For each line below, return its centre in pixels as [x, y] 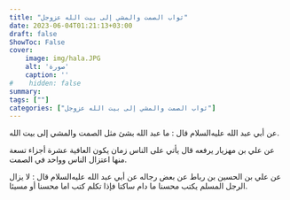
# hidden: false [45, 83]
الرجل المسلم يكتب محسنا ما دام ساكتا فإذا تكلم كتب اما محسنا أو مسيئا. [129, 186]
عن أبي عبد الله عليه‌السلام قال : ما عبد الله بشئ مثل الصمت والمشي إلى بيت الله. [144, 133]
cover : [21, 50]
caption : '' [47, 75]
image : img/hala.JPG [63, 58]
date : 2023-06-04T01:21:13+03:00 [71, 26]
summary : [25, 91]
